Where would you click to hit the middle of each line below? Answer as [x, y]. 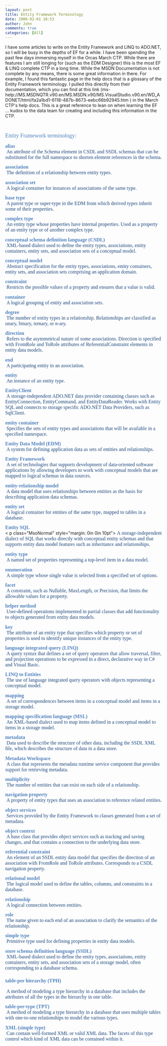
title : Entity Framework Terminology [44, 14]
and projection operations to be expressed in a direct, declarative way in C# [80, 659]
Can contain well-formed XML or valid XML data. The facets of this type [80, 1033]
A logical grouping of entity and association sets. [55, 302]
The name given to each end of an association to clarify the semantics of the [82, 920]
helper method [21, 606]
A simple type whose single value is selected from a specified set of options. [82, 575]
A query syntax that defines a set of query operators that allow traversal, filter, [84, 654]
